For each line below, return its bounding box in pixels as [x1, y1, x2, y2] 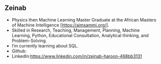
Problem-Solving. [11, 38, 47, 43]
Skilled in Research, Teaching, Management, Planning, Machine [11, 27, 140, 33]
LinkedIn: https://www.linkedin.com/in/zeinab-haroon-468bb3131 [11, 53, 142, 59]
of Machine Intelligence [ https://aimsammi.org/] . [11, 22, 110, 28]
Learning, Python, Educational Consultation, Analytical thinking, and [11, 32, 149, 38]
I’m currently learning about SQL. [11, 43, 79, 48]
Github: [11, 48, 27, 54]
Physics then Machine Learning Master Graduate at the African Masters [11, 17, 157, 22]
